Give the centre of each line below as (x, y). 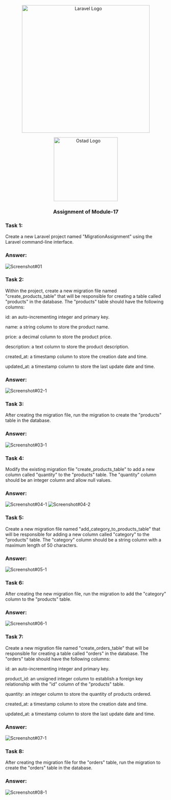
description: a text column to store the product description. (67, 346)
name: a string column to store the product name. (57, 326)
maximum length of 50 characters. (42, 545)
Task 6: (15, 582)
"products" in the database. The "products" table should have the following (84, 301)
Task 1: (14, 225)
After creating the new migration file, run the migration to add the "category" (86, 594)
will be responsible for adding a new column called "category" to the (77, 534)
